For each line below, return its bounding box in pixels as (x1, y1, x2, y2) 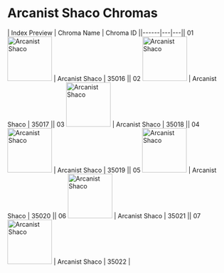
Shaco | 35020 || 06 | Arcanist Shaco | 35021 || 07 (7, 211, 201, 220)
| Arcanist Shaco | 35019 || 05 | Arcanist (53, 166, 217, 174)
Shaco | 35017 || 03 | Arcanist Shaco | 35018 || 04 (7, 119, 201, 129)
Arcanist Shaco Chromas (7, 5, 159, 21)
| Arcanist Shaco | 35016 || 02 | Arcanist (53, 74, 217, 82)
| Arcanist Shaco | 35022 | (53, 257, 131, 266)
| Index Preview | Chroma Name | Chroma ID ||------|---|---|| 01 (7, 28, 194, 37)
